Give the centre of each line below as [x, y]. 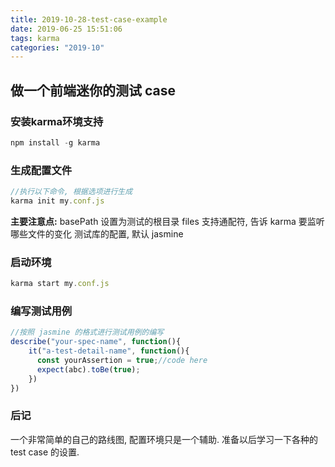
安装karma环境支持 [57, 121]
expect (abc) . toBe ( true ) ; [88, 369]
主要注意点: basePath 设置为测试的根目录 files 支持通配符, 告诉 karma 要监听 [167, 221]
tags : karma [35, 38]
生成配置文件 [41, 170]
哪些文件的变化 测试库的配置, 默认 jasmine [97, 233]
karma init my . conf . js [57, 201]
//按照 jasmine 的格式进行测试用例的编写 [87, 332]
